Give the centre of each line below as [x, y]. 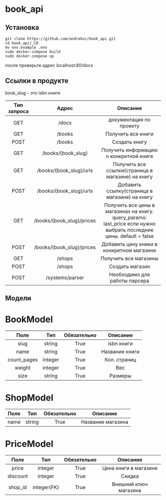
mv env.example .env [26, 48]
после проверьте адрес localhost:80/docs [49, 65]
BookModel [29, 319]
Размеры [121, 376]
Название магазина [104, 422]
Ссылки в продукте [37, 81]
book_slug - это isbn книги [33, 93]
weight [22, 368]
